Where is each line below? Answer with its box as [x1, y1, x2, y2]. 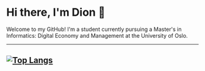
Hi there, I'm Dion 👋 [6, 5, 106, 19]
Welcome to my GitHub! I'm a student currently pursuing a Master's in [6, 25, 182, 33]
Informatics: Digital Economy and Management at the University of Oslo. [6, 32, 188, 39]
